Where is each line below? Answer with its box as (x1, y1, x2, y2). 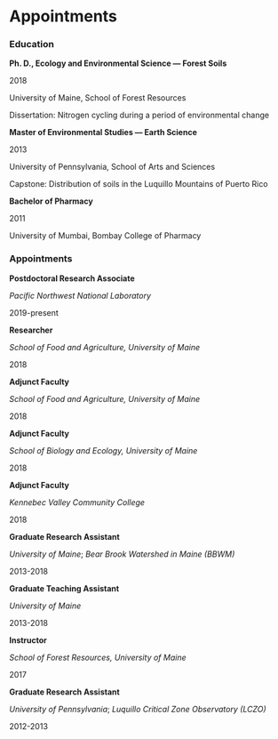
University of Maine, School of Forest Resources (9, 92, 187, 103)
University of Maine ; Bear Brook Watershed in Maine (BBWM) (9, 549, 235, 559)
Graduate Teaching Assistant (9, 582, 120, 593)
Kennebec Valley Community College (9, 496, 145, 508)
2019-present (9, 307, 60, 317)
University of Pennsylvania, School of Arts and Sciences (9, 162, 216, 173)
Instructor (9, 634, 47, 646)
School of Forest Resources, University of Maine (9, 652, 187, 663)
